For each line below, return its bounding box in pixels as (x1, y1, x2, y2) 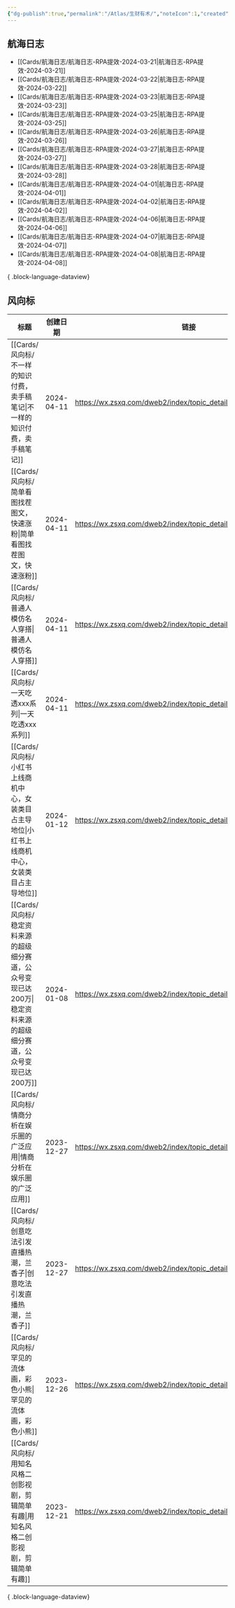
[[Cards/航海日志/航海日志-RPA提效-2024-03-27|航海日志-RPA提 (17, 145, 205, 154)
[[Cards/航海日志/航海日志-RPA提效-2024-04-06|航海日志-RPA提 (17, 215, 206, 224)
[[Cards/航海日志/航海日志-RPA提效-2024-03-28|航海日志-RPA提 (17, 162, 205, 171)
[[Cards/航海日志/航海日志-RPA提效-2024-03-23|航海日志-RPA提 (17, 92, 205, 101)
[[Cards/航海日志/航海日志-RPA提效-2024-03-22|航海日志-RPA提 (17, 75, 205, 84)
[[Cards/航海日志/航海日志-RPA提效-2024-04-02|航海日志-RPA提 (17, 197, 206, 206)
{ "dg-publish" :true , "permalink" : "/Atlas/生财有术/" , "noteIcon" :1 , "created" (7, 10, 229, 17)
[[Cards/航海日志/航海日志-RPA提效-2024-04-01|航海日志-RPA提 (17, 180, 204, 189)
